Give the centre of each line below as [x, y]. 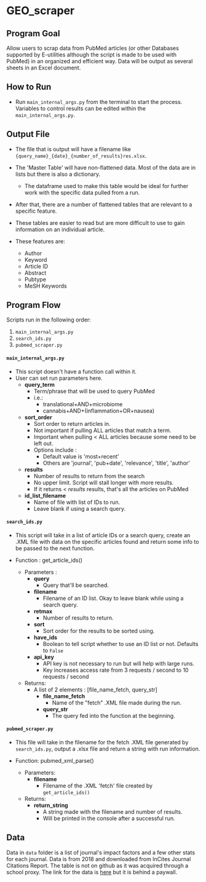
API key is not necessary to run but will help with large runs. [119, 663]
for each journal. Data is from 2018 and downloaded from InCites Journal [99, 859]
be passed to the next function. [55, 548]
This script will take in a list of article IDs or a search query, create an [103, 535]
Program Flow [34, 305]
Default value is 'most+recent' [81, 456]
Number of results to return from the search [89, 476]
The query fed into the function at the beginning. [113, 715]
